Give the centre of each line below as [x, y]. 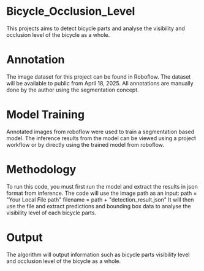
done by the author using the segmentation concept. [73, 90]
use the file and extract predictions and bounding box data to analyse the [99, 206]
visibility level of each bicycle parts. [51, 213]
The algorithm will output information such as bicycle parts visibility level [98, 254]
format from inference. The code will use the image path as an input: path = [102, 193]
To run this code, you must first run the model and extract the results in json [102, 186]
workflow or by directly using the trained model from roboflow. [85, 144]
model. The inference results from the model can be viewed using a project [101, 138]
